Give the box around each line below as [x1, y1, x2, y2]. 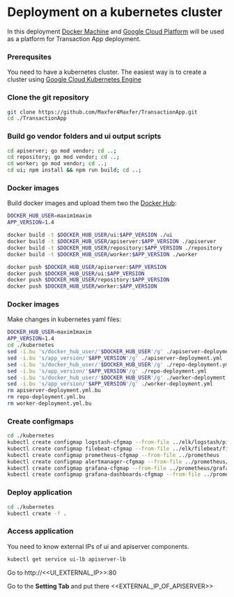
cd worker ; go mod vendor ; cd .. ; [7, 160, 108, 167]
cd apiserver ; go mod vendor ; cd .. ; [7, 147, 117, 154]
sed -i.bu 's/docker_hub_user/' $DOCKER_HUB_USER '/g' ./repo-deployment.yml [7, 361, 232, 368]
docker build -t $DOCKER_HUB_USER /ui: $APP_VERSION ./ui [7, 231, 173, 239]
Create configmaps [7, 416, 75, 426]
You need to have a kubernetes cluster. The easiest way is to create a [7, 68, 207, 77]
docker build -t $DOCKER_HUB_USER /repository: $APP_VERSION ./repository [7, 245, 223, 251]
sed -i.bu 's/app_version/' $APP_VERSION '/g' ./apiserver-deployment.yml [7, 355, 223, 362]
